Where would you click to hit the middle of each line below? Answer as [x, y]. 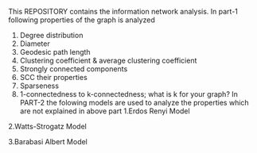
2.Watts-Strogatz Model [48, 126]
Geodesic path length [55, 52]
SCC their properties [53, 77]
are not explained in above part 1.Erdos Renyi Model [105, 111]
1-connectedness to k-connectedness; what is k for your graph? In [129, 94]
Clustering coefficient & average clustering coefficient [108, 60]
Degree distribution [51, 35]
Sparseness [39, 86]
